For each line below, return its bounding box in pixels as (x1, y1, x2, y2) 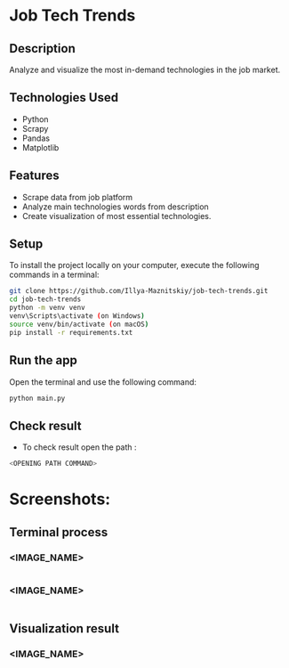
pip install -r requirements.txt (9, 328, 133, 337)
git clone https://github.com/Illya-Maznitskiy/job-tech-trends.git (9, 287, 269, 296)
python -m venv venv (9, 304, 86, 313)
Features (9, 168, 60, 183)
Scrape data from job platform (21, 191, 133, 202)
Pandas (21, 133, 51, 143)
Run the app (9, 353, 77, 368)
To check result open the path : (21, 442, 137, 452)
